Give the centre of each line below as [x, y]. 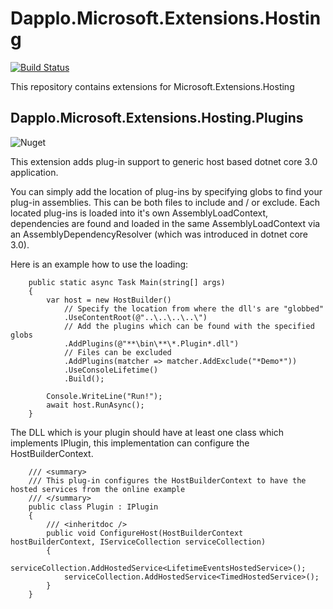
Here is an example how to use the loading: [99, 264]
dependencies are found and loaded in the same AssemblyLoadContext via [165, 223]
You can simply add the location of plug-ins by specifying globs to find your [166, 191]
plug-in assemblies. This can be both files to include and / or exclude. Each [165, 202]
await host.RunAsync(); [95, 405]
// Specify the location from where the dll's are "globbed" [194, 308]
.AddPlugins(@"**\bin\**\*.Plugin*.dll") [151, 343]
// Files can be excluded [117, 352]
